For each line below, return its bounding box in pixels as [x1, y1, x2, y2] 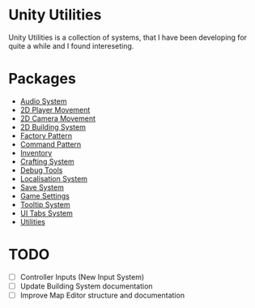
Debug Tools [19, 165, 63, 175]
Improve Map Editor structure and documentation [19, 290, 185, 300]
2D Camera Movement [19, 113, 96, 123]
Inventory [19, 148, 53, 157]
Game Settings [19, 190, 70, 200]
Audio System [19, 96, 67, 106]
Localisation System [19, 173, 87, 183]
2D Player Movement [19, 105, 91, 114]
